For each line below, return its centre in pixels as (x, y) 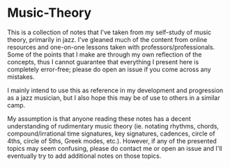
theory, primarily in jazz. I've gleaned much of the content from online (107, 39)
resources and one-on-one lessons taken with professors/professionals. (111, 47)
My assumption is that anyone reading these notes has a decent (99, 118)
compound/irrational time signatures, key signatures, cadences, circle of (111, 133)
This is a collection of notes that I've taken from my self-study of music (109, 32)
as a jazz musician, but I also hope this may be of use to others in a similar (114, 97)
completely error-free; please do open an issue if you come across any (109, 69)
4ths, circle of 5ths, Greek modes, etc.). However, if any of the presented (112, 140)
